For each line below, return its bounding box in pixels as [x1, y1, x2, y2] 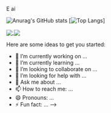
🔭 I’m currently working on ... [15, 53, 87, 60]
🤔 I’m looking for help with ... [15, 72, 87, 80]
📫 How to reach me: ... [15, 85, 73, 93]
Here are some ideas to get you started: [6, 41, 106, 48]
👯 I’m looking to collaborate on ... [15, 66, 98, 73]
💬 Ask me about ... [15, 78, 61, 86]
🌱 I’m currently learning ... [15, 59, 80, 66]
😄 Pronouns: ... [15, 94, 55, 101]
